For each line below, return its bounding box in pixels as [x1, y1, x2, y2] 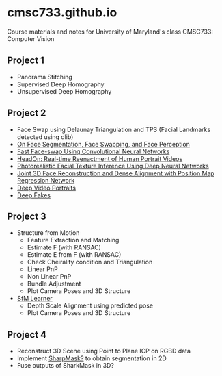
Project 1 [7, 55, 44, 66]
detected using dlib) [16, 132, 74, 141]
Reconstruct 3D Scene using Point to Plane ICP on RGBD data [16, 347, 191, 355]
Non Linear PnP [27, 273, 72, 281]
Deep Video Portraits [16, 184, 77, 192]
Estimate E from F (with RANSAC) [27, 251, 122, 259]
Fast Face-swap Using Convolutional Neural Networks [16, 147, 170, 155]
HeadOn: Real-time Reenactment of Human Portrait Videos [16, 154, 183, 162]
